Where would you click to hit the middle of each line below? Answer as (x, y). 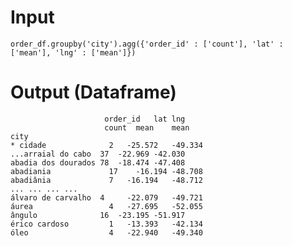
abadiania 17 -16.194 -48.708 (106, 171)
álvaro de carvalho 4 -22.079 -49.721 (106, 197)
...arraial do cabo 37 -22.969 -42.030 (98, 154)
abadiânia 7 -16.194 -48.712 (106, 180)
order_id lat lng (145, 119)
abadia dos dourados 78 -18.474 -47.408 (98, 162)
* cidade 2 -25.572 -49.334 (106, 145)
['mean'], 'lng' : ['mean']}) (73, 52)
